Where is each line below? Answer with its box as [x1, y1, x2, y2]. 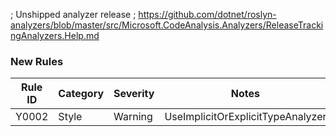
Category [58, 87, 105, 101]
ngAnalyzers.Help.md [10, 30, 100, 41]
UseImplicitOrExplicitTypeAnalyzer [164, 110, 327, 124]
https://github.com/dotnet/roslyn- [138, 9, 277, 20]
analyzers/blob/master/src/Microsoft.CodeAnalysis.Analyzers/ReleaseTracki [10, 19, 324, 31]
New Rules [10, 54, 64, 68]
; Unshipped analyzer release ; [10, 9, 137, 20]
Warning [113, 110, 153, 124]
